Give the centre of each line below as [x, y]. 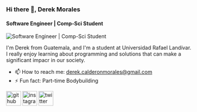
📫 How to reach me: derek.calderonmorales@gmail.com [84, 72]
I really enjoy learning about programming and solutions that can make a [94, 54]
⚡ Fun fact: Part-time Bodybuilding [56, 81]
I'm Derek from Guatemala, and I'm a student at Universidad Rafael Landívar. [99, 48]
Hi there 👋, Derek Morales [43, 9]
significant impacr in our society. [46, 60]
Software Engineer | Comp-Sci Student [55, 23]
